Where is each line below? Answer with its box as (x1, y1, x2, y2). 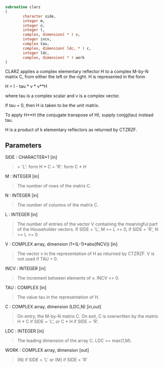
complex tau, (23, 41, 50, 46)
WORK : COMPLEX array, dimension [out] (5, 347, 90, 353)
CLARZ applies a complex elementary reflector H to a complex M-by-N (5, 69, 149, 74)
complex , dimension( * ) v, (23, 32, 80, 37)
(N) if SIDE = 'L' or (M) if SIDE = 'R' (17, 357, 88, 363)
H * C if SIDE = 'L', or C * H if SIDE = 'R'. (17, 319, 99, 325)
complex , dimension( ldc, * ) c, (23, 46, 92, 51)
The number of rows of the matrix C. (17, 183, 92, 189)
